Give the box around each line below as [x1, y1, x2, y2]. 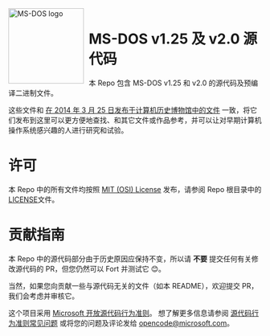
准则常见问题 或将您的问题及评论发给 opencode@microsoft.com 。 [14, 318, 235, 328]
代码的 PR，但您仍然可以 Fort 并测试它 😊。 [22, 264, 166, 273]
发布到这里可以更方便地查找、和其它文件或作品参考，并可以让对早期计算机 [14, 115, 262, 125]
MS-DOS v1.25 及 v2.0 [88, 30, 240, 48]
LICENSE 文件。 [8, 195, 59, 204]
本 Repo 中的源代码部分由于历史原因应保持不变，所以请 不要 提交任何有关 [8, 253, 252, 264]
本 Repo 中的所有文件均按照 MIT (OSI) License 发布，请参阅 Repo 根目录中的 [8, 184, 262, 194]
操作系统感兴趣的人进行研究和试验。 [8, 125, 129, 135]
